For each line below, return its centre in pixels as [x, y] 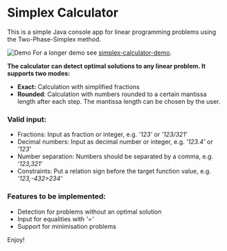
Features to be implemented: [56, 196]
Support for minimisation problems [66, 226]
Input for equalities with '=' [56, 219]
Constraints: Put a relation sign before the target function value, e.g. [114, 171]
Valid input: [27, 119]
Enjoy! [16, 239]
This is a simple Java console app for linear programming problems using [112, 32]
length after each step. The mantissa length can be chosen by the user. [119, 101]
